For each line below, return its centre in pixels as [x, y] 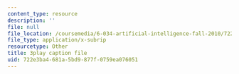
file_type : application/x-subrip [57, 40]
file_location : [30, 33]
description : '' [31, 20]
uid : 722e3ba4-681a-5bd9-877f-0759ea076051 [73, 60]
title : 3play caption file [47, 54]
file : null [23, 27]
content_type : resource [43, 14]
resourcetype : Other [38, 47]
